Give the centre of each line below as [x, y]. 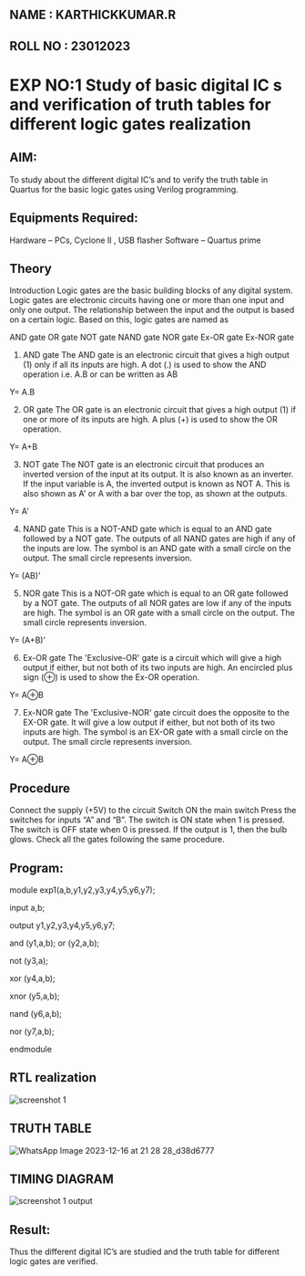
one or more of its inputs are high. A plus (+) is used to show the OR [150, 420]
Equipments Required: [74, 218]
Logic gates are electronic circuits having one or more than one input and [147, 300]
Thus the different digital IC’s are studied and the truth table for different [145, 1252]
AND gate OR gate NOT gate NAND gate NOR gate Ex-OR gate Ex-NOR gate [152, 338]
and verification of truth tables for [140, 105]
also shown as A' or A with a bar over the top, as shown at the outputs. [155, 494]
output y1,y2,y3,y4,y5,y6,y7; [62, 926]
